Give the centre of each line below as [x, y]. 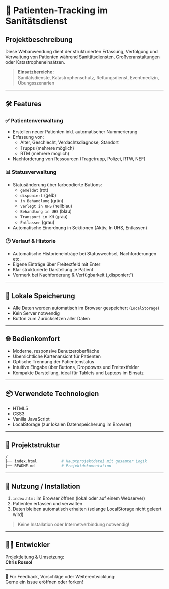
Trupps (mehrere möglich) [47, 148]
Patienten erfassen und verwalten [48, 503]
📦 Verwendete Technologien [52, 394]
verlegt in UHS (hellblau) [46, 206]
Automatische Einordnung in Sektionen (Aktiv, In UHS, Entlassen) [80, 227]
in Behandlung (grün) [42, 200]
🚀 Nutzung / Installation [43, 486]
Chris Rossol [19, 562]
